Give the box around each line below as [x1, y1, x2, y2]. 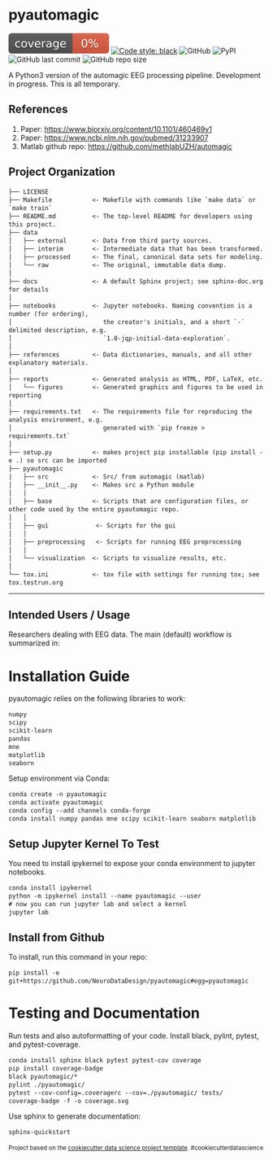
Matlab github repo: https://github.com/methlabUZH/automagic [19, 141, 233, 151]
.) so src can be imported [15, 456, 107, 465]
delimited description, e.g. [8, 326, 107, 335]
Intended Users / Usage [8, 608, 131, 622]
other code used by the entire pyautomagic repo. [8, 505, 180, 514]
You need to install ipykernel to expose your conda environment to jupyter [8, 859, 256, 869]
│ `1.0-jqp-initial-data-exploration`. [8, 334, 231, 343]
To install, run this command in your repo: [8, 952, 148, 961]
